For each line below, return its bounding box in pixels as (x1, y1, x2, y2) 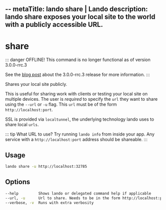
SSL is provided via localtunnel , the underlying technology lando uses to (5, 116, 154, 122)
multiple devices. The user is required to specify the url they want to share (5, 96, 158, 102)
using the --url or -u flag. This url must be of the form (5, 101, 117, 107)
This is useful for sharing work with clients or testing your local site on (5, 91, 148, 97)
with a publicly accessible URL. (5, 20, 103, 29)
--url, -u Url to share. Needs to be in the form (5, 196, 121, 201)
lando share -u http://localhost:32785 (5, 164, 87, 169)
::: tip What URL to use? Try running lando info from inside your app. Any (5, 131, 155, 137)
